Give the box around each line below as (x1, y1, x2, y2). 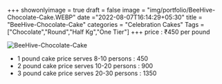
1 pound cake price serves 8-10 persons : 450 (17, 54, 149, 63)
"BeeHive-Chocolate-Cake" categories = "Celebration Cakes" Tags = (7, 21, 205, 28)
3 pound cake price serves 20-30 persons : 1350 (17, 69, 157, 77)
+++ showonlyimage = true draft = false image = (7, 6, 146, 14)
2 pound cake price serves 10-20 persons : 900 (17, 62, 154, 70)
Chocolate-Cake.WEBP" (7, 13, 76, 21)
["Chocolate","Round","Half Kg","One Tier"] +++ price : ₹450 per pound (7, 28, 210, 36)
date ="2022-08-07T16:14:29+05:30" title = (77, 13, 203, 21)
